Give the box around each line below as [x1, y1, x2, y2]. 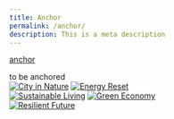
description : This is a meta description [9, 30, 166, 38]
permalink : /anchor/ [9, 21, 87, 30]
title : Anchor [9, 13, 62, 22]
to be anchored [9, 72, 66, 82]
